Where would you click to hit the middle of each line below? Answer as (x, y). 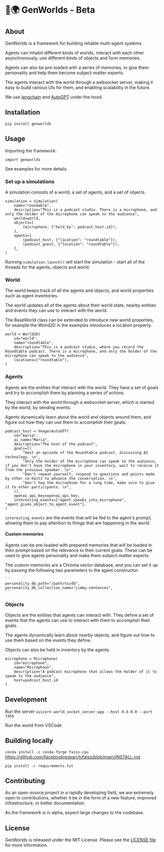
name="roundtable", (34, 343)
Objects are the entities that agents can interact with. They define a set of (80, 615)
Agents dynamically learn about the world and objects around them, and (78, 417)
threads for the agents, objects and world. (47, 267)
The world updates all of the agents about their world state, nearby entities (81, 305)
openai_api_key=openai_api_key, (47, 496)
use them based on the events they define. (48, 640)
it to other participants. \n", (38, 487)
